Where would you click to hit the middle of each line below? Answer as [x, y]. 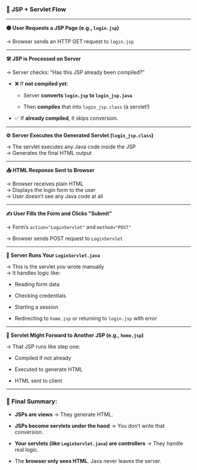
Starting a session [36, 307]
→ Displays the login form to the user [51, 190]
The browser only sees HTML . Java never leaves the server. [88, 461]
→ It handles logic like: [33, 273]
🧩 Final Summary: [32, 401]
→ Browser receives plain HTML [45, 184]
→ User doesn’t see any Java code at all [55, 197]
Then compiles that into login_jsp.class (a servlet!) [86, 107]
